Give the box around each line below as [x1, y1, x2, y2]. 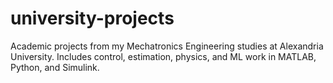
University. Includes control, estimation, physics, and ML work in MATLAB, [10, 50, 317, 62]
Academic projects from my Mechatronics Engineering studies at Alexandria [10, 40, 324, 52]
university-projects [10, 7, 175, 30]
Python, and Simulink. [10, 61, 100, 73]
